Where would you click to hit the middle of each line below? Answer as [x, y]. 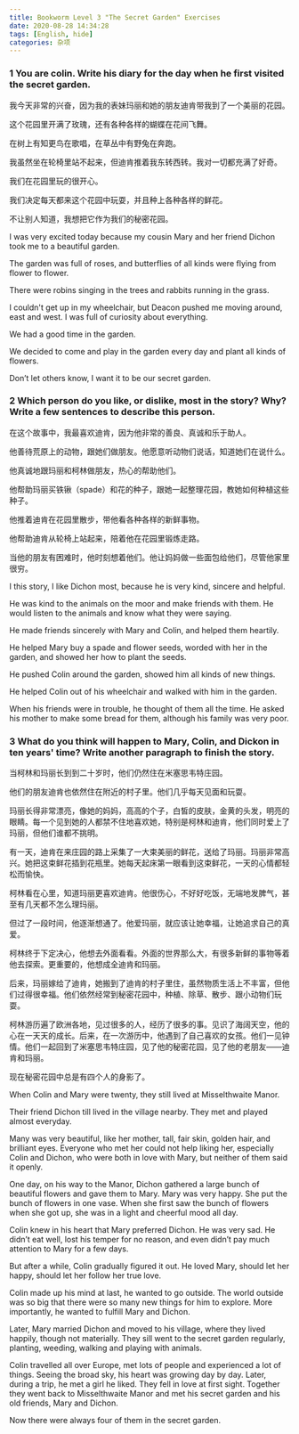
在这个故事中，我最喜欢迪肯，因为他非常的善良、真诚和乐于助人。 [130, 432]
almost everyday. [41, 1121]
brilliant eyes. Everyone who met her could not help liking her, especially [141, 1148]
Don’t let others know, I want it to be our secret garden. [110, 378]
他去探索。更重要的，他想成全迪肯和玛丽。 [87, 965]
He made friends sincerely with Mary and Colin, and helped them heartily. [144, 630]
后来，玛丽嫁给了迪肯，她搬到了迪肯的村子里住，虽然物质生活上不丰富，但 [145, 983]
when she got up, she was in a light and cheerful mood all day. [124, 1213]
